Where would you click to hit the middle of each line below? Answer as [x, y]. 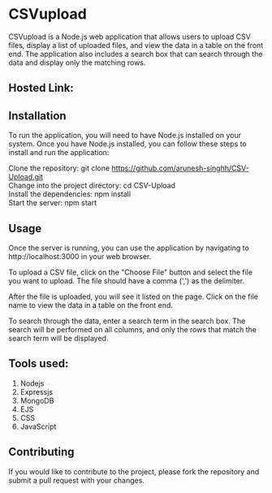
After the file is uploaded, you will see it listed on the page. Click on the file [133, 296]
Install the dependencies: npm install [70, 194]
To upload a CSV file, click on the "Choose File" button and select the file [131, 272]
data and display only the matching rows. [77, 63]
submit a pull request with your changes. [76, 480]
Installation [37, 116]
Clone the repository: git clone [59, 168]
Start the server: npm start [53, 203]
